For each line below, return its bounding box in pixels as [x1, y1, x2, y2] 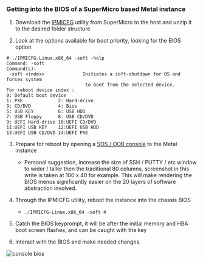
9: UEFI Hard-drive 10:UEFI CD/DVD [6, 119, 97, 125]
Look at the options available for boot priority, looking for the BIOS [15, 37, 181, 44]
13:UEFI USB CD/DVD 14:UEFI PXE [6, 130, 88, 136]
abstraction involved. [24, 184, 77, 192]
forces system [6, 77, 43, 83]
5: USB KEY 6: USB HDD [6, 108, 86, 114]
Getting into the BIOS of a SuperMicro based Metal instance [6, 5, 186, 13]
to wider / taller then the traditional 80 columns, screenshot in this [24, 165, 190, 172]
